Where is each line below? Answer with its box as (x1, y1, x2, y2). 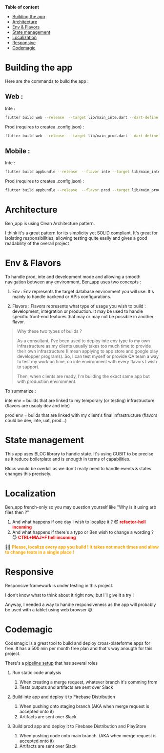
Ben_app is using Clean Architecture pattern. (5, 221, 95, 226)
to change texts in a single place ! (5, 549, 75, 555)
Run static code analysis (12, 669, 61, 676)
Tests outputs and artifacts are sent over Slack (19, 684, 113, 690)
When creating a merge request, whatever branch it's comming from (19, 679, 158, 685)
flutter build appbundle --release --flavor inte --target (5, 169, 130, 175)
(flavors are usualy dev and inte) (5, 402, 70, 408)
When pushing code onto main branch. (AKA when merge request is (19, 732, 157, 738)
